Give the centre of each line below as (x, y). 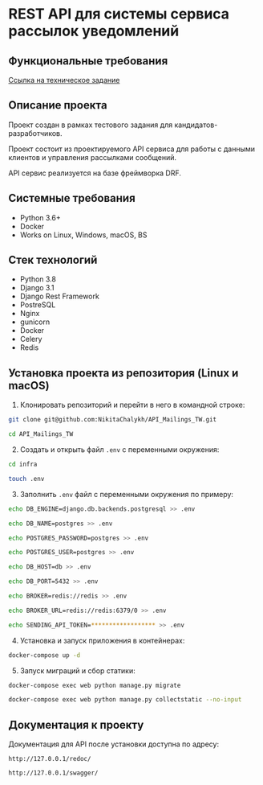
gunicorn (35, 322)
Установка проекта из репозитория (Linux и (123, 373)
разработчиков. (35, 133)
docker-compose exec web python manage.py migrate (95, 685)
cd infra (23, 464)
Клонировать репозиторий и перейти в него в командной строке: (132, 405)
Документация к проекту (76, 725)
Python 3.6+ (40, 217)
